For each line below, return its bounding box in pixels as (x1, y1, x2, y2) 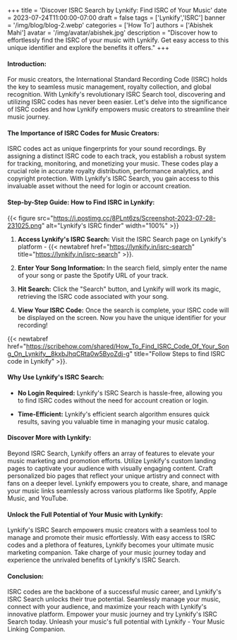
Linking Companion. (7, 625, 66, 634)
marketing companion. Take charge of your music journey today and (7, 548, 206, 557)
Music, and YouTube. (7, 494, 68, 503)
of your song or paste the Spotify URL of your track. (17, 271, 169, 279)
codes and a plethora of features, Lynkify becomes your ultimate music (7, 541, 214, 549)
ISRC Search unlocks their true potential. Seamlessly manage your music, (7, 595, 221, 603)
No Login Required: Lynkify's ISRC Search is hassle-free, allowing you (17, 388, 223, 397)
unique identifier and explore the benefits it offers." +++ (7, 44, 169, 51)
